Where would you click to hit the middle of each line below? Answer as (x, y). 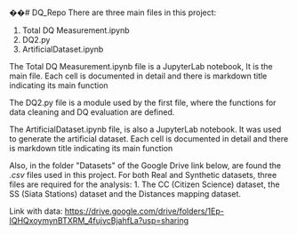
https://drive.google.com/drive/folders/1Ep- (144, 211)
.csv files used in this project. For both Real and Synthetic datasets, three (143, 175)
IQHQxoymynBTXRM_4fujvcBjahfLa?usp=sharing (99, 220)
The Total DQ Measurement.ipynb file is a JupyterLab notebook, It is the (141, 66)
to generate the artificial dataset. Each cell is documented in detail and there (149, 139)
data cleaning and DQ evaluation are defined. (92, 112)
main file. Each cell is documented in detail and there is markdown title (138, 76)
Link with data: (36, 211)
